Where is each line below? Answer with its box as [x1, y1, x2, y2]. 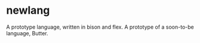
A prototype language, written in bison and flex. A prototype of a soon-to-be [6, 23, 194, 30]
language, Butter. [6, 29, 49, 36]
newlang [6, 4, 50, 17]
